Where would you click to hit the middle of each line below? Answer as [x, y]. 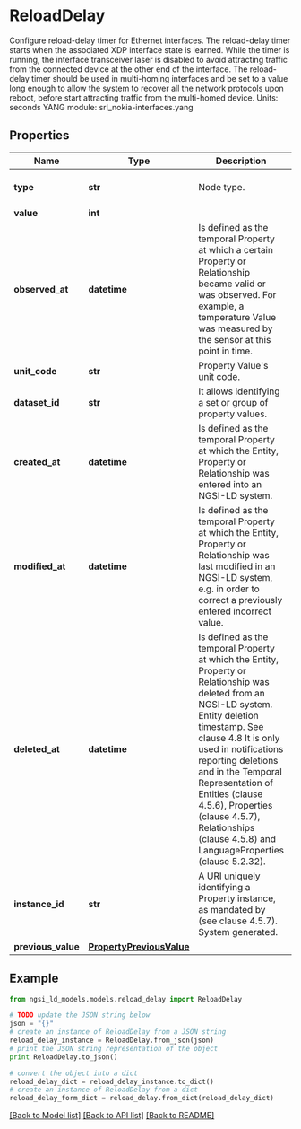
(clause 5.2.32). [232, 861]
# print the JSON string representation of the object [114, 1048]
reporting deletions [238, 760]
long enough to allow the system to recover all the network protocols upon [146, 88]
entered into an [230, 484]
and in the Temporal [240, 771]
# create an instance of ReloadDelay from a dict [104, 1090]
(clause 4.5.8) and [237, 838]
